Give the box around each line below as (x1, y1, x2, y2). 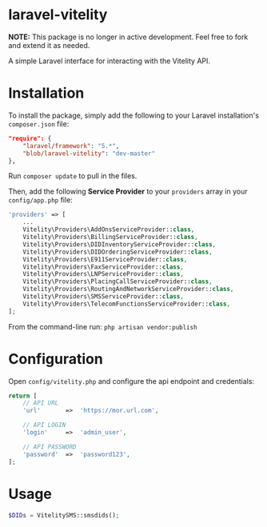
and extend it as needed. (8, 40, 90, 50)
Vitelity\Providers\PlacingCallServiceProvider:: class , (22, 277, 213, 285)
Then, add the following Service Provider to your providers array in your (8, 186, 248, 197)
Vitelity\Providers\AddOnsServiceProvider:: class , (22, 226, 195, 234)
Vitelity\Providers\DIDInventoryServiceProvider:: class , (22, 240, 217, 249)
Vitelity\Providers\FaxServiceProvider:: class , (22, 262, 184, 271)
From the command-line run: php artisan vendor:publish (8, 321, 197, 331)
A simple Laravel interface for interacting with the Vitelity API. (8, 56, 210, 66)
